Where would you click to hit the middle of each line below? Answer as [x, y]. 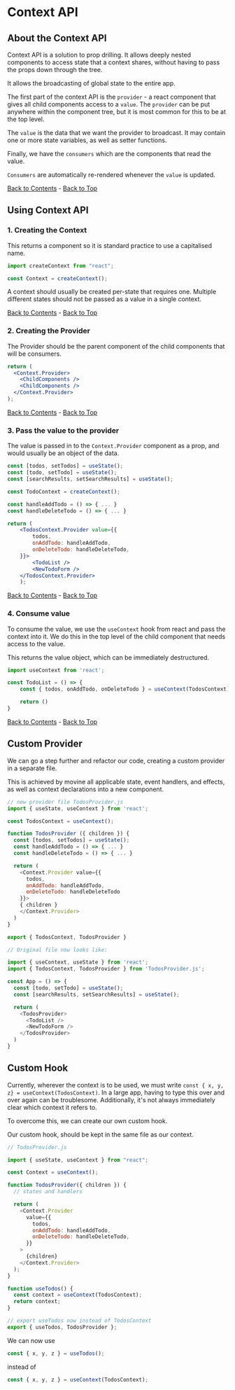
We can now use [31, 1340]
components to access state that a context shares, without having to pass [114, 62]
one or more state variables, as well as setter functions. [87, 140]
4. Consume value [39, 613]
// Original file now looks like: [58, 950]
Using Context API [48, 210]
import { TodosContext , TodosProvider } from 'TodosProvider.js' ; [106, 969]
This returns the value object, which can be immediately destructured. [108, 657]
